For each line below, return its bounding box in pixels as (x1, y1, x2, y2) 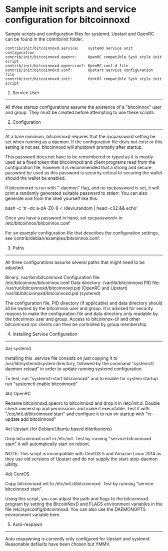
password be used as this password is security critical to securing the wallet (5, 169, 162, 176)
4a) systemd (5, 345, 31, 351)
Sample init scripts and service (5, 4, 136, 15)
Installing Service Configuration (12, 331, 77, 337)
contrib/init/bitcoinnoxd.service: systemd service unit (5, 46, 133, 51)
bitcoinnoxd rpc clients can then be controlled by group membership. (5, 321, 148, 327)
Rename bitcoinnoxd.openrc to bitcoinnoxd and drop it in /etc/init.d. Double (5, 400, 160, 406)
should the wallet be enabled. (5, 175, 66, 181)
